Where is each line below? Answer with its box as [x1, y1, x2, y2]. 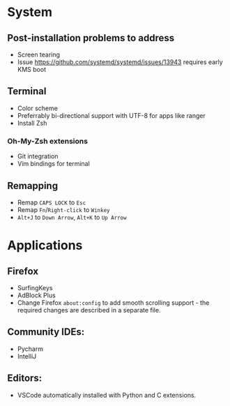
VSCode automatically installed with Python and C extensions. [17, 391, 197, 399]
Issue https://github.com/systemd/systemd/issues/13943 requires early [17, 58, 223, 66]
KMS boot [17, 66, 47, 73]
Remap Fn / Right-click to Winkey [17, 205, 110, 213]
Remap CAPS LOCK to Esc [17, 198, 86, 206]
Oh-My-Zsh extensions [7, 136, 89, 146]
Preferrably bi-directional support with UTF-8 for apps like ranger [17, 111, 206, 119]
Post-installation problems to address [7, 32, 175, 44]
